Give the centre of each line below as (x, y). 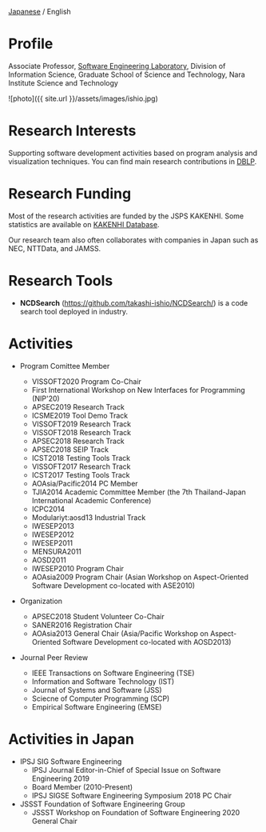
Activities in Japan (71, 739)
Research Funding (70, 194)
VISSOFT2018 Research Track (81, 432)
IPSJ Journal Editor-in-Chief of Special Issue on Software (126, 770)
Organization (41, 601)
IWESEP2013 (53, 526)
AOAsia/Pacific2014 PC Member (85, 483)
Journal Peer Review (54, 657)
